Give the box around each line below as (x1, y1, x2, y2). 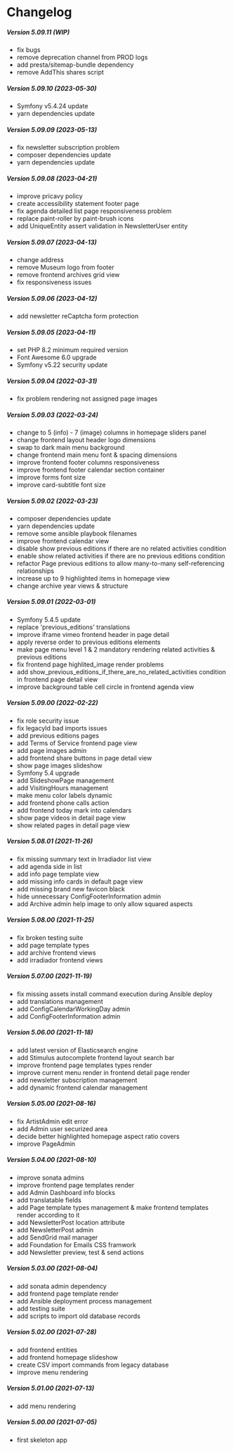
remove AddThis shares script (16, 68, 105, 77)
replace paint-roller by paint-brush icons (16, 214, 134, 223)
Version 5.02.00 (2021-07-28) (6, 1328, 97, 1336)
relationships (16, 567, 54, 575)
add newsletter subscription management (16, 1076, 138, 1084)
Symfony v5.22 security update (16, 360, 108, 369)
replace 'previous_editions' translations (16, 623, 131, 631)
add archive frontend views (16, 948, 96, 957)
